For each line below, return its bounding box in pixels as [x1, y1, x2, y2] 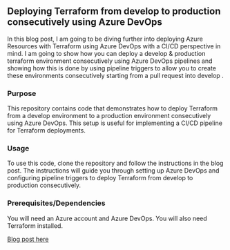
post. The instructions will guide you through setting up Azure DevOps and [7, 166, 220, 175]
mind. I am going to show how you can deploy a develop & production [7, 49, 206, 57]
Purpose [7, 88, 37, 98]
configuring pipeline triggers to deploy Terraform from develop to [7, 174, 193, 182]
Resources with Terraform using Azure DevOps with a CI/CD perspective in [7, 41, 221, 50]
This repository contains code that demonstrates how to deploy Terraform [7, 104, 218, 113]
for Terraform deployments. [7, 126, 86, 135]
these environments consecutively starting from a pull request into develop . [7, 71, 224, 79]
